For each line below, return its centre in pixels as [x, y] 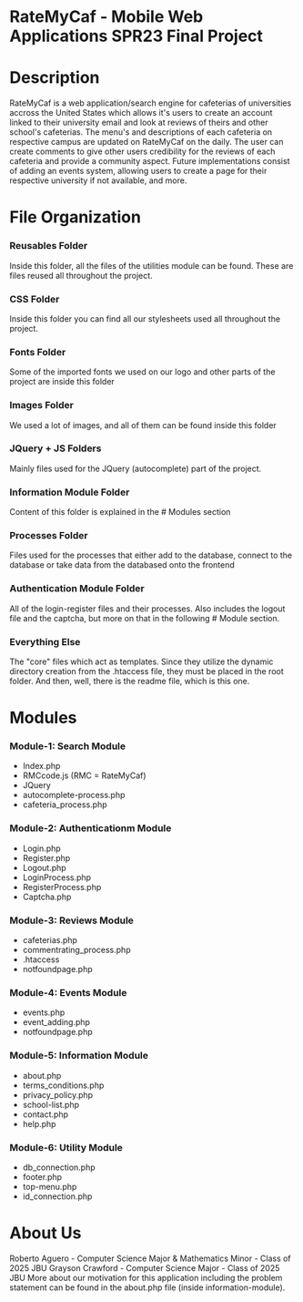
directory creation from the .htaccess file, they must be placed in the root [146, 671]
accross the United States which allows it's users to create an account [141, 113]
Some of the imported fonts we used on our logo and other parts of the [142, 372]
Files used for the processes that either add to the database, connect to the [151, 555]
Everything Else [45, 641]
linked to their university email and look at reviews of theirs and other [139, 123]
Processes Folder [49, 536]
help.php [39, 1123]
